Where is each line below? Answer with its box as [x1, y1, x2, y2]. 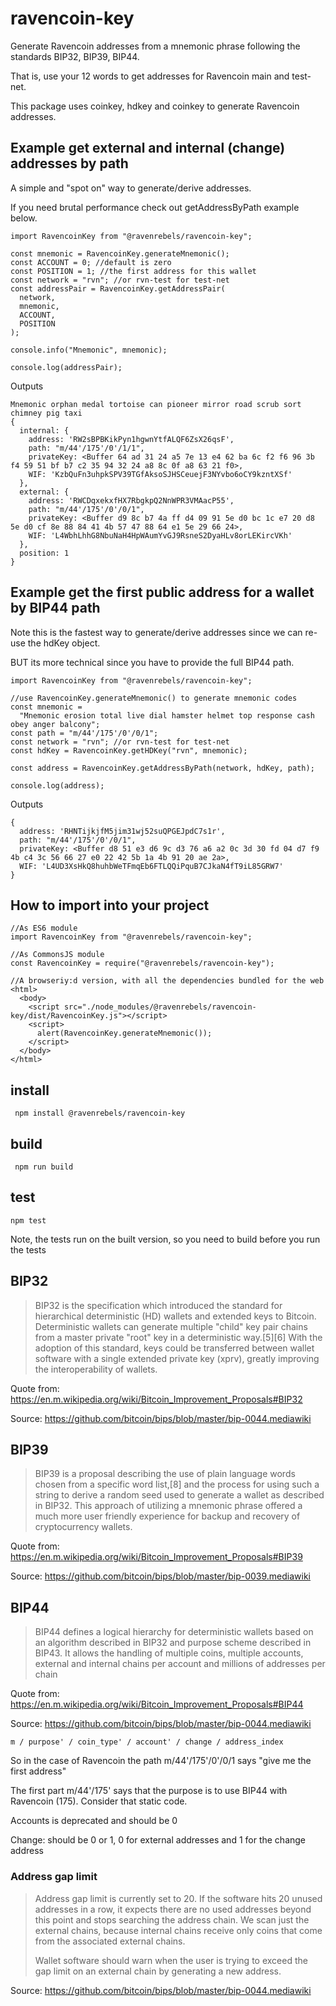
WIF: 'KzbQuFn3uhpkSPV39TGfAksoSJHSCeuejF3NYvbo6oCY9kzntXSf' [28, 469, 293, 479]
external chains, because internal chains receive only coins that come [34, 1924, 323, 1936]
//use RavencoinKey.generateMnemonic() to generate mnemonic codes [10, 693, 298, 703]
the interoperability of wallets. [34, 1363, 158, 1375]
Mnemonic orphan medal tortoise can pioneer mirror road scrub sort [10, 399, 302, 409]
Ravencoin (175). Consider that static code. [10, 1795, 188, 1807]
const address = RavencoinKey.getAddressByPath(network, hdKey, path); [10, 763, 315, 773]
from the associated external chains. [34, 1935, 186, 1947]
